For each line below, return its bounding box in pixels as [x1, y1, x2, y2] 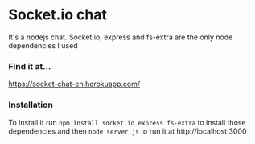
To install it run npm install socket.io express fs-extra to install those [8, 117, 247, 127]
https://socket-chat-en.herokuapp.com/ [8, 79, 141, 89]
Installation [8, 99, 54, 110]
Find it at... [8, 60, 51, 72]
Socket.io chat [8, 6, 107, 24]
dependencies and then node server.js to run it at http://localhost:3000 [8, 126, 247, 136]
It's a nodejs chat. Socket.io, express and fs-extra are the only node [8, 32, 233, 42]
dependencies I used [8, 40, 78, 50]
